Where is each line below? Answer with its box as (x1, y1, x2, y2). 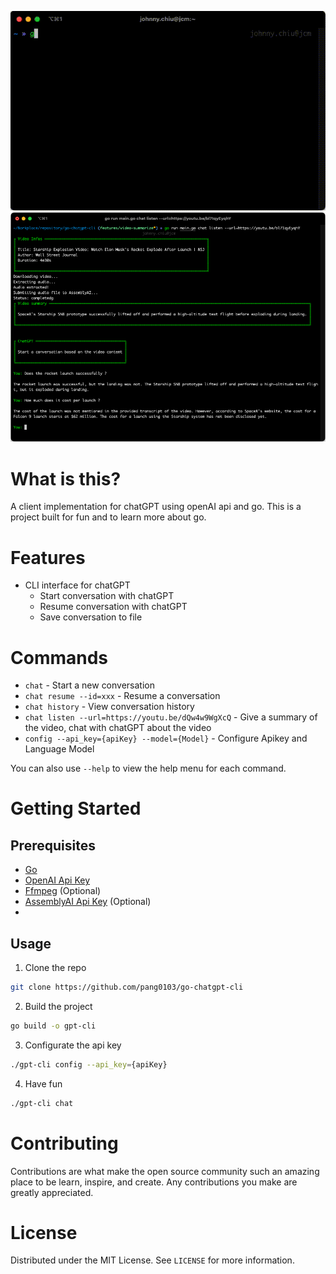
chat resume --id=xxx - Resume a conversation (24, 690, 221, 702)
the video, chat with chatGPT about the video (24, 722, 212, 734)
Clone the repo (24, 962, 87, 974)
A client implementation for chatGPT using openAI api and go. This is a (10, 501, 302, 513)
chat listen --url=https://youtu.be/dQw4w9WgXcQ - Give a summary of (24, 711, 318, 723)
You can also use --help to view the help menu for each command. (10, 762, 287, 775)
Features (10, 546, 86, 569)
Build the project (24, 1000, 93, 1012)
